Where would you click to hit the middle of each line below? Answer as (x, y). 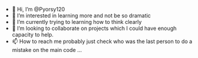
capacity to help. (33, 35)
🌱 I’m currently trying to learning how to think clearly (77, 22)
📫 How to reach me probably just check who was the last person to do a (102, 41)
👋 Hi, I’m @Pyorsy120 (38, 9)
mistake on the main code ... (47, 50)
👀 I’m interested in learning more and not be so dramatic (81, 16)
